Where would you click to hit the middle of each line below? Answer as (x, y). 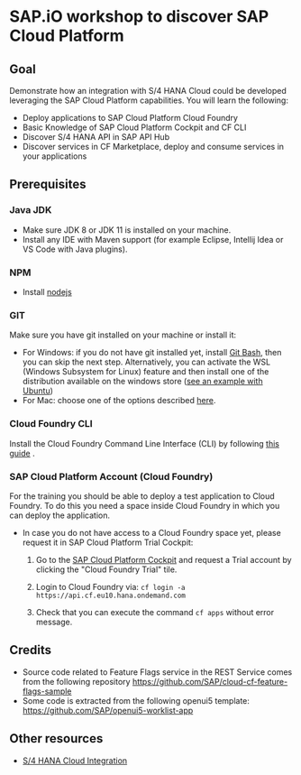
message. (54, 622)
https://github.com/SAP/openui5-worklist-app (108, 710)
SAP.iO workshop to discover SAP (139, 17)
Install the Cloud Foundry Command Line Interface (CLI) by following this (144, 443)
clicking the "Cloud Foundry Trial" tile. (106, 569)
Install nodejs (47, 291)
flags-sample (47, 691)
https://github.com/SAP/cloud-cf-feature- (210, 681)
